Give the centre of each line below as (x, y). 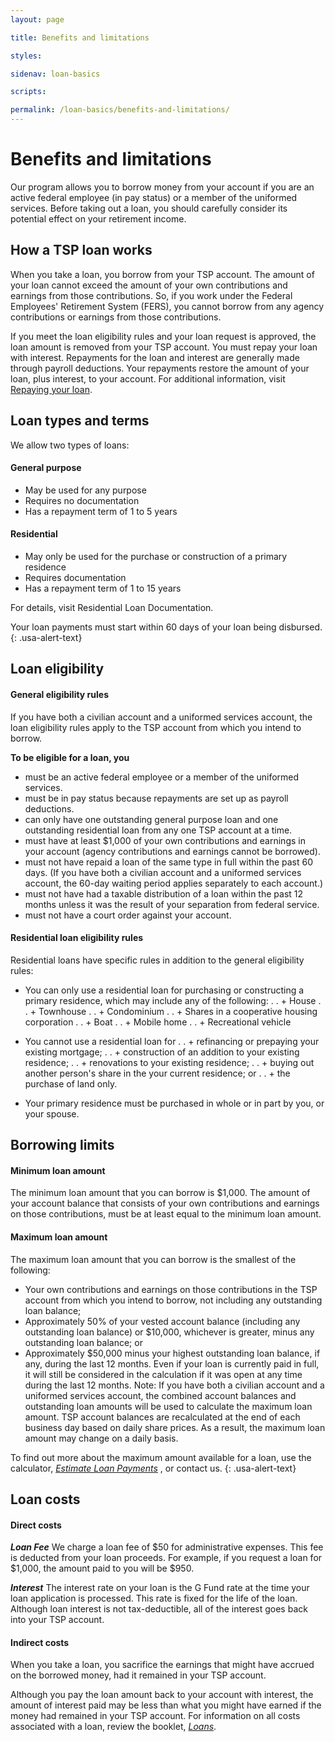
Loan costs (45, 1499)
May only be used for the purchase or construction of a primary (156, 556)
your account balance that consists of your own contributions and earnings (165, 1203)
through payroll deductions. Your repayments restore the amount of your (160, 368)
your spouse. (52, 1113)
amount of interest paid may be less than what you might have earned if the (166, 1705)
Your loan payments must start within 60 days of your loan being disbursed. (166, 627)
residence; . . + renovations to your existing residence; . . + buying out (169, 1062)
